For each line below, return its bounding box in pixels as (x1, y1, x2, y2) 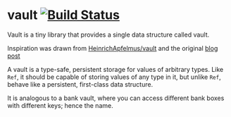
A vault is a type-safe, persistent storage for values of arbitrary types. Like (7, 65, 224, 73)
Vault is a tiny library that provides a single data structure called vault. (7, 30, 210, 39)
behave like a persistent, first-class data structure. (7, 80, 154, 88)
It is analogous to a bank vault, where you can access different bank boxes (7, 94, 225, 102)
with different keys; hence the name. (7, 101, 114, 109)
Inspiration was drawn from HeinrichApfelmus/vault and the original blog (7, 44, 218, 52)
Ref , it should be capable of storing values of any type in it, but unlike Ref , (7, 73, 221, 81)
